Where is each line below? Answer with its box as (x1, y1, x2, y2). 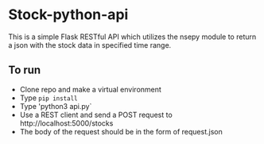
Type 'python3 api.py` (19, 101, 92, 111)
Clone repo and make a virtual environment (19, 84, 161, 94)
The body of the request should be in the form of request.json (19, 126, 223, 136)
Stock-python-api (8, 6, 129, 24)
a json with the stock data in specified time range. (8, 40, 172, 49)
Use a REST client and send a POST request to (19, 110, 173, 119)
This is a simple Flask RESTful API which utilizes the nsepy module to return (8, 32, 257, 41)
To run (8, 64, 41, 77)
